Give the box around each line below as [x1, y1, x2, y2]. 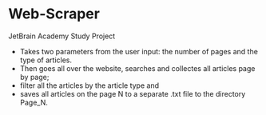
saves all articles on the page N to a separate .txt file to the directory [19, 89, 246, 98]
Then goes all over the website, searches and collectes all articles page [19, 63, 256, 73]
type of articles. [19, 55, 72, 65]
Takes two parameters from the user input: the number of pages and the [19, 46, 258, 56]
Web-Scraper [8, 5, 100, 23]
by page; [19, 72, 50, 81]
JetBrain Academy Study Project [8, 31, 116, 41]
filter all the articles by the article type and [19, 81, 160, 90]
